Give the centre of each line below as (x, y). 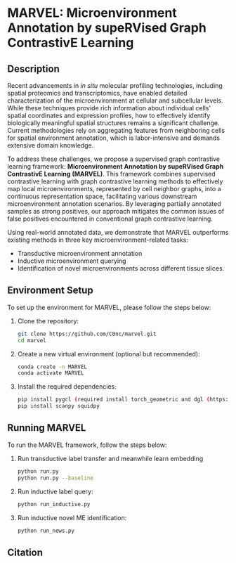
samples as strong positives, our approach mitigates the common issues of (116, 211)
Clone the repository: (48, 321)
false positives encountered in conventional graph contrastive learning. (110, 219)
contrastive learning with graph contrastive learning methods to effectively (115, 181)
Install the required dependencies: (67, 387)
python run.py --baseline (55, 478)
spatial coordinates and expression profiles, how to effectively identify (109, 115)
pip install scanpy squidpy (58, 406)
